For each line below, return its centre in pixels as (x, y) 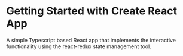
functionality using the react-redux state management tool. (79, 46)
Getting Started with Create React (92, 11)
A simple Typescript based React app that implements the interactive (91, 40)
